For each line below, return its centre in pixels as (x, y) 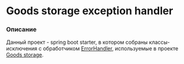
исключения (22, 49)
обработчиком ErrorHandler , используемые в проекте (111, 49)
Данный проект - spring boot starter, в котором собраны (77, 42)
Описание (22, 30)
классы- (159, 42)
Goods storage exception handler (90, 11)
